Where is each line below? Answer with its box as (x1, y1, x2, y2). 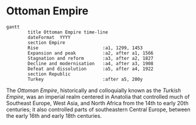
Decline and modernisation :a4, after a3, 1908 (27, 60, 154, 66)
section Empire (27, 39, 66, 45)
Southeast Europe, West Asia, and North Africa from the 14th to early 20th (6, 99, 189, 106)
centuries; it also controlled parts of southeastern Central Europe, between (6, 106, 191, 113)
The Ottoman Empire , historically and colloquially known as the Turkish (6, 87, 181, 94)
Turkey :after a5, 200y (27, 76, 143, 82)
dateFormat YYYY (27, 34, 71, 40)
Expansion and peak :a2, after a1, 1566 (27, 50, 154, 56)
